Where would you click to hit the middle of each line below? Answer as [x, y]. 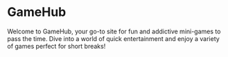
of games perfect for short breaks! [56, 46]
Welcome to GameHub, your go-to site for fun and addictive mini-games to [114, 31]
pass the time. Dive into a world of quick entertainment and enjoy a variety [113, 38]
